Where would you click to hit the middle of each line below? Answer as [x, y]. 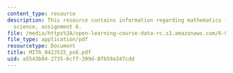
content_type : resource [42, 14]
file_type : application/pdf [48, 40]
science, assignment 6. [48, 26]
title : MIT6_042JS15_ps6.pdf [49, 53]
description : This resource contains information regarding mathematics [114, 20]
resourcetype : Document [42, 46]
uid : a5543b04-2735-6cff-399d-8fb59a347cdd [71, 59]
